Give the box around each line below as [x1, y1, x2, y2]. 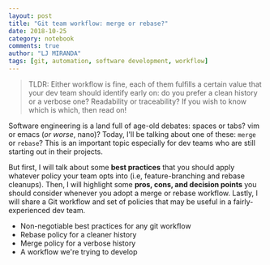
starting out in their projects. [8, 147, 103, 156]
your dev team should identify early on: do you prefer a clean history [28, 88, 258, 97]
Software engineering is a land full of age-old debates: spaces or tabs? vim [8, 121, 259, 130]
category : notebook [8, 34, 75, 43]
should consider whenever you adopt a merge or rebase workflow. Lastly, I [8, 188, 258, 198]
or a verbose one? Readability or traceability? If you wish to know [28, 96, 247, 106]
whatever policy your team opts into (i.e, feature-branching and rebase [8, 171, 246, 181]
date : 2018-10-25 [8, 27, 67, 35]
